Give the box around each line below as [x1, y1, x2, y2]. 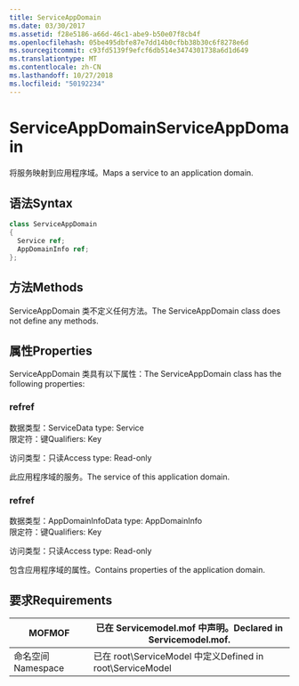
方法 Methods [9, 280, 84, 295]
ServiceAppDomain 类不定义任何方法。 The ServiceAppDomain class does [9, 305, 281, 316]
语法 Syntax [9, 195, 73, 210]
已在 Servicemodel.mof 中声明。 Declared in [95, 621, 283, 633]
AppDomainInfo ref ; [17, 245, 90, 254]
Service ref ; [17, 237, 66, 246]
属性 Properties [9, 343, 93, 358]
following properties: [9, 379, 85, 389]
